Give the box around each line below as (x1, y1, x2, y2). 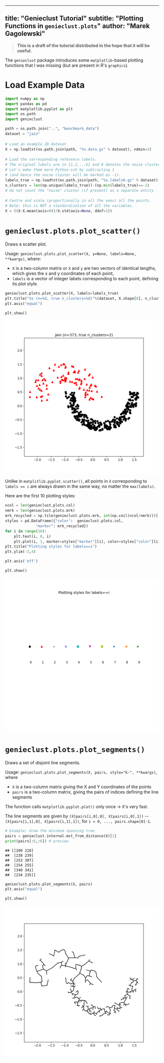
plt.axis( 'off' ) (5, 559, 38, 564)
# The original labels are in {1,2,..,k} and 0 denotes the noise (5, 162, 143, 167)
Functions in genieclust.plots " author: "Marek (5, 22, 150, 30)
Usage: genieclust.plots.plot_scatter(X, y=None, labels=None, (5, 250, 137, 256)
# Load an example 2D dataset (5, 142, 67, 146)
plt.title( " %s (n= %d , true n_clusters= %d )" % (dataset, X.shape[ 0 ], (5, 296, 143, 301)
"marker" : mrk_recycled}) (36, 523, 89, 529)
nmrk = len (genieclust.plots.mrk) (5, 508, 76, 513)
